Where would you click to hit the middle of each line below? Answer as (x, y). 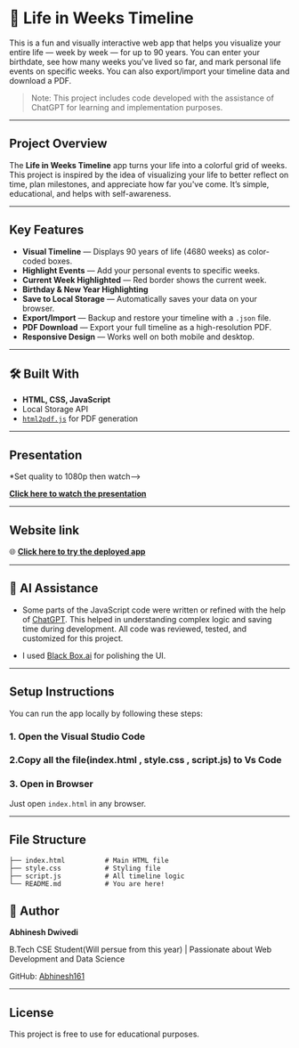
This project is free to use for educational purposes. (105, 1034)
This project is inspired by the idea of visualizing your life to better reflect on (149, 175)
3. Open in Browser (51, 784)
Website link (44, 530)
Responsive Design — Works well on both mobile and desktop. (138, 337)
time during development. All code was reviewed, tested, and (134, 629)
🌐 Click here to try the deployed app (77, 552)
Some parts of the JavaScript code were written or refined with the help (154, 610)
